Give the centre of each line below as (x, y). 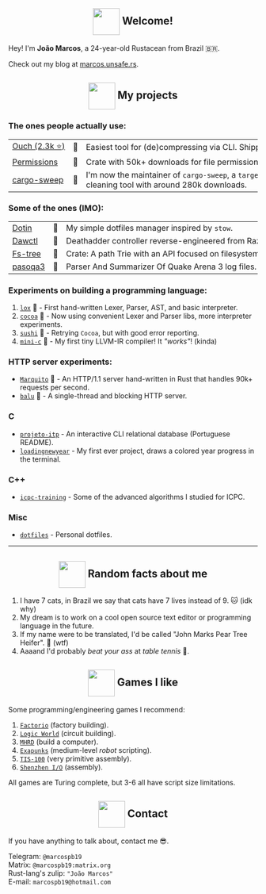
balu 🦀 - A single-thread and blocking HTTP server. (103, 396)
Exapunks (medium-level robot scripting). (85, 750)
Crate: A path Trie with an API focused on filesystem (163, 253)
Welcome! (148, 21)
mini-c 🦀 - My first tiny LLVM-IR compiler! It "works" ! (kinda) (118, 341)
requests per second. (54, 388)
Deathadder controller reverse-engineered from (156, 240)
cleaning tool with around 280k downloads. (167, 185)
